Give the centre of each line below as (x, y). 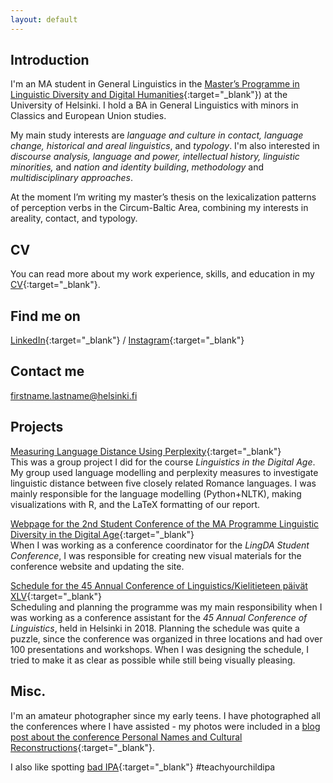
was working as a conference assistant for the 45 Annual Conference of (159, 617)
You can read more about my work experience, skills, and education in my (162, 274)
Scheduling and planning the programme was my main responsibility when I (166, 607)
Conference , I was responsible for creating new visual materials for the (156, 555)
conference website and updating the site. (97, 566)
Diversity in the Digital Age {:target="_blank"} (102, 534)
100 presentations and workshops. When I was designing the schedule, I (160, 649)
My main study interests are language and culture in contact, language (157, 135)
